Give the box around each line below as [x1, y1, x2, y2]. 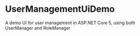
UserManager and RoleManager [5, 25, 71, 31]
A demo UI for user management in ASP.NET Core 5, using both [5, 20, 136, 26]
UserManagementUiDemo [5, 3, 115, 15]
